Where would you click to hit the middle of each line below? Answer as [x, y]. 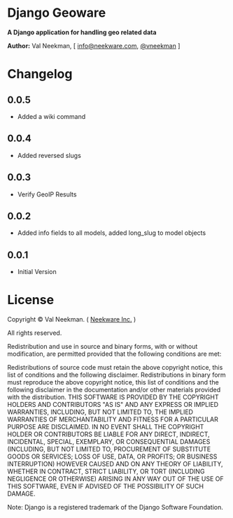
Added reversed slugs [49, 155]
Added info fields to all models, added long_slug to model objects [112, 233]
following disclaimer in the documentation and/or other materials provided [114, 390]
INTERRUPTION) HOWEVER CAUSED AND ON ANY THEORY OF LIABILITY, [115, 464]
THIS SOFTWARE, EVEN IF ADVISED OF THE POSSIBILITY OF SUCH [106, 487]
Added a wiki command [51, 116]
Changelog [40, 74]
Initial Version [37, 272]
